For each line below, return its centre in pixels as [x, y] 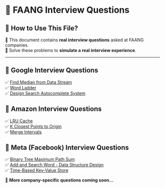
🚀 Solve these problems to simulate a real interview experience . [71, 50]
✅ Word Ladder [21, 87]
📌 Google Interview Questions [52, 70]
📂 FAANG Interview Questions [67, 10]
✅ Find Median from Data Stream [39, 82]
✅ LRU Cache [19, 121]
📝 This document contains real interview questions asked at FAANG [74, 40]
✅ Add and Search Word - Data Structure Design [55, 165]
